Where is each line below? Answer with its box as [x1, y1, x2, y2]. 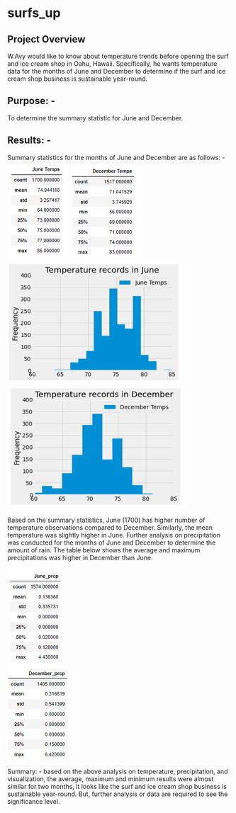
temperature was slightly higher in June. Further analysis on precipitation [7, 530, 221, 539]
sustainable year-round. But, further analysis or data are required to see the [7, 790, 228, 798]
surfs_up [7, 5, 61, 21]
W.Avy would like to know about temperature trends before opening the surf [7, 52, 229, 60]
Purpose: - [7, 95, 55, 107]
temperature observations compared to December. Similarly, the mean [7, 523, 213, 532]
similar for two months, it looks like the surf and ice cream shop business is [7, 782, 227, 790]
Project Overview [7, 33, 86, 45]
